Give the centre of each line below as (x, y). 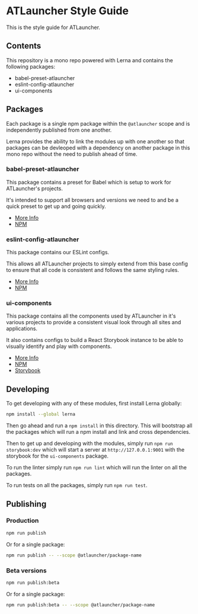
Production (23, 521)
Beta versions (26, 570)
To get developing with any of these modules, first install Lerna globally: (94, 404)
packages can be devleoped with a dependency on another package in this (98, 148)
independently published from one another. (59, 130)
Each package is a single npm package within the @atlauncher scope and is (98, 123)
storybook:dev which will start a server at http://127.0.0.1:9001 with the (95, 450)
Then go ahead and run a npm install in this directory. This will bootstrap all (99, 426)
